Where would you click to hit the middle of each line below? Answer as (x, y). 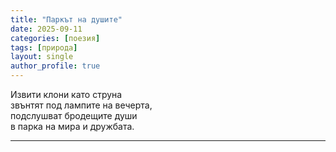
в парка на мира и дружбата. (72, 126)
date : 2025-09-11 (46, 29)
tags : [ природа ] (44, 47)
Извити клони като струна (66, 94)
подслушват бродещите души (74, 115)
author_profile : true (55, 66)
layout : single (42, 57)
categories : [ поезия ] (55, 38)
